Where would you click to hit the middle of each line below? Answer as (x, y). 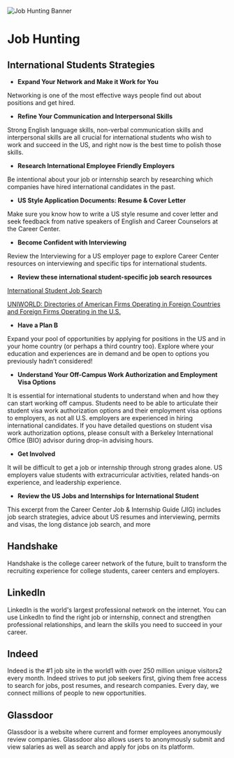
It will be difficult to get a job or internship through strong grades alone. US (115, 467)
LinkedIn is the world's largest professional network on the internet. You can (117, 609)
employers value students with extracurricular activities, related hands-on (114, 475)
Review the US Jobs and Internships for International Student (108, 496)
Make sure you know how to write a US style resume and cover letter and (113, 214)
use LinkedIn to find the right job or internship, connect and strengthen (109, 617)
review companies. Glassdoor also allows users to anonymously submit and (116, 740)
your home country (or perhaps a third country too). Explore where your (111, 346)
